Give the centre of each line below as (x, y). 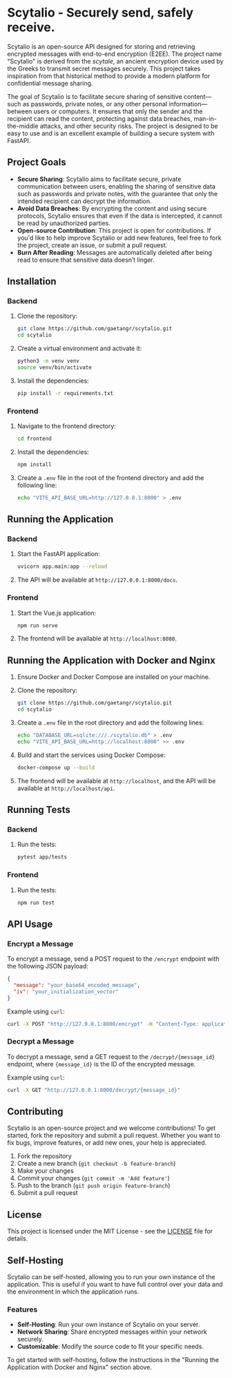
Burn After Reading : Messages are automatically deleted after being (115, 252)
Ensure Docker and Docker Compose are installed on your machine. (114, 677)
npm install (34, 464)
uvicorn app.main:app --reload (62, 567)
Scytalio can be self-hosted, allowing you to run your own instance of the (111, 1277)
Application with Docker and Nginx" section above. (80, 1367)
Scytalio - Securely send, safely (100, 13)
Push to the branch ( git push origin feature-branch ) (94, 1185)
